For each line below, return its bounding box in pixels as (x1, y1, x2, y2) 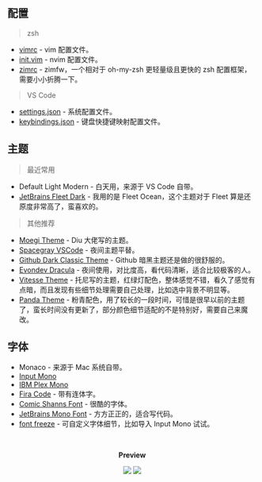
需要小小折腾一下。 (18, 74, 82, 84)
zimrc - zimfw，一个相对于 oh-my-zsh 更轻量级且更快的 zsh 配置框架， (18, 64, 252, 74)
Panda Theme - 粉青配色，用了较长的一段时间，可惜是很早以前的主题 (18, 295, 245, 304)
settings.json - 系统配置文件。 (18, 106, 116, 116)
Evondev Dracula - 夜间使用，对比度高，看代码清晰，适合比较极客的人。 (18, 264, 255, 275)
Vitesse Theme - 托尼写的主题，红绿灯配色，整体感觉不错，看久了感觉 (18, 275, 249, 284)
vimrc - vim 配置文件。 (18, 44, 93, 54)
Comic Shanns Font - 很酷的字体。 (18, 399, 132, 409)
